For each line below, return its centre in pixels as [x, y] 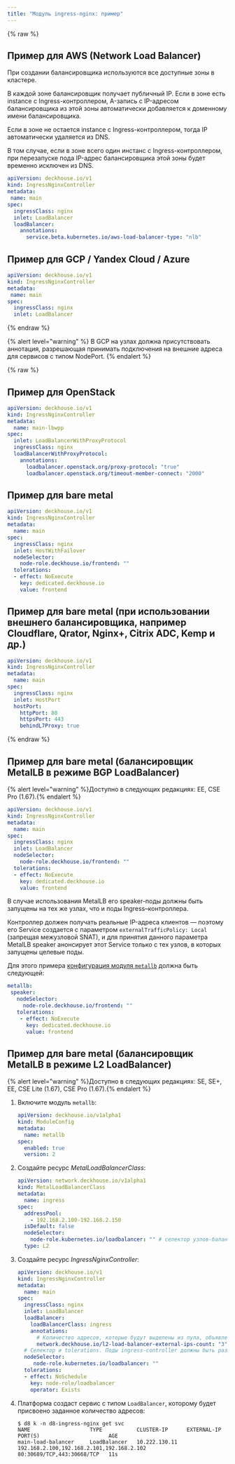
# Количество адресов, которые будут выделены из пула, [119, 1338]
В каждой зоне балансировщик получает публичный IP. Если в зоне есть [116, 94]
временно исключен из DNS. [51, 166]
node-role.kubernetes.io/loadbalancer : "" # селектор [110, 1239]
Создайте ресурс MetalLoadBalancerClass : [81, 1168]
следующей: [26, 973]
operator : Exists [56, 1390]
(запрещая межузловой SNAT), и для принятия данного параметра [108, 937]
